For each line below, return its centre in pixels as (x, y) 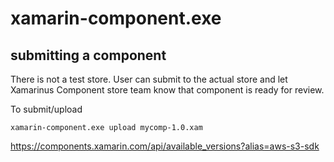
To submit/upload (46, 109)
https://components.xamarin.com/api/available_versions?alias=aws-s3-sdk (165, 146)
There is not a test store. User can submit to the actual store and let (149, 79)
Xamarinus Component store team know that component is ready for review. (167, 90)
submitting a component (88, 55)
